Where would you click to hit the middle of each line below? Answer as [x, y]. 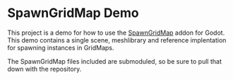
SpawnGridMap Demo [73, 13]
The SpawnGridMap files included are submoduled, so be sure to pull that [115, 61]
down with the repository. [44, 69]
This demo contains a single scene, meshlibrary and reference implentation [117, 40]
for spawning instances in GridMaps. [61, 47]
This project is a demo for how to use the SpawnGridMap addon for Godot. [116, 33]
